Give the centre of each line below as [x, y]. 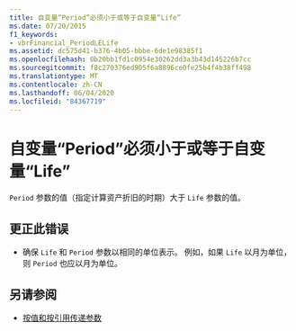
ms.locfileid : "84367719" [58, 101]
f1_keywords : [34, 34]
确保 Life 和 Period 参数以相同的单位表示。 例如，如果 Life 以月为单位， [157, 252]
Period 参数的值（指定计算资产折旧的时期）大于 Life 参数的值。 [127, 198]
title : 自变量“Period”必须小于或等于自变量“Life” [95, 18]
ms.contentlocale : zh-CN [56, 85]
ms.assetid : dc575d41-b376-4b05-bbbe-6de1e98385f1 [106, 51]
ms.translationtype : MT [54, 76]
